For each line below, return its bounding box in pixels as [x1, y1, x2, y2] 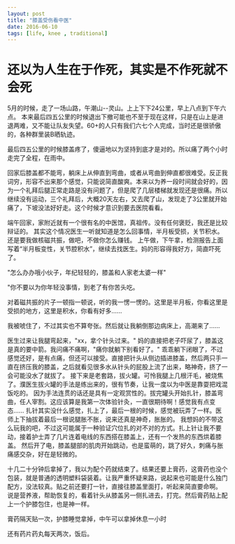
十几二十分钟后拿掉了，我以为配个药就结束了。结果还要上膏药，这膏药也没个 [7, 465, 228, 473]
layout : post [7, 10, 45, 17]
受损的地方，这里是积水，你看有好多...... [7, 307, 122, 315]
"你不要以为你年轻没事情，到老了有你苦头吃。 [7, 283, 139, 292]
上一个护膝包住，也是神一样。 [7, 500, 93, 508]
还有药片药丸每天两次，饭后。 [7, 529, 93, 538]
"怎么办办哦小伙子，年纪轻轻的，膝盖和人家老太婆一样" [7, 269, 166, 277]
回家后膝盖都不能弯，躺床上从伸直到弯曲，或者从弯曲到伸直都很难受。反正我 [7, 169, 228, 177]
